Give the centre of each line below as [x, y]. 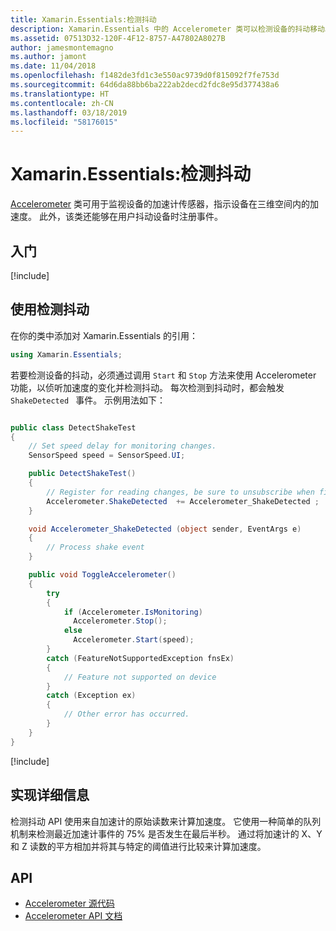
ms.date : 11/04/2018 [53, 66]
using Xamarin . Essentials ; [66, 354]
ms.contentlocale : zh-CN [62, 103]
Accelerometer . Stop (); [120, 621]
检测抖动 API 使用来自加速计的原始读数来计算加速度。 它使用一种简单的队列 [166, 821]
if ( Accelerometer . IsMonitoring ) [133, 612]
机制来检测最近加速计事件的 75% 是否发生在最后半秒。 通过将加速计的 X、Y [166, 833]
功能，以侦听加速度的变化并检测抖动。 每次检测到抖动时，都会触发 [147, 387]
